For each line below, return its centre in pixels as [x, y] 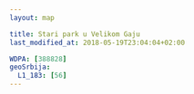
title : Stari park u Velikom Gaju [75, 34]
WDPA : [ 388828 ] [38, 59]
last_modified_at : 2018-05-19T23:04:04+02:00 [97, 42]
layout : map [32, 18]
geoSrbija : [30, 67]
